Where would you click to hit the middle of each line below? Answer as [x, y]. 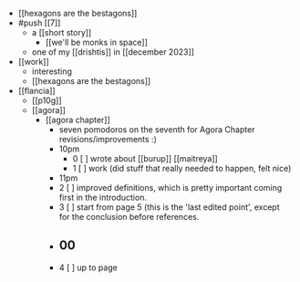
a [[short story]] [62, 32]
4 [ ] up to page [88, 267]
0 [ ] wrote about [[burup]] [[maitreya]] [145, 158]
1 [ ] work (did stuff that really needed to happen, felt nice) [182, 168]
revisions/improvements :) [108, 139]
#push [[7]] [39, 23]
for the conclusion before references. [129, 217]
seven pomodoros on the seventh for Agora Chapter [157, 130]
